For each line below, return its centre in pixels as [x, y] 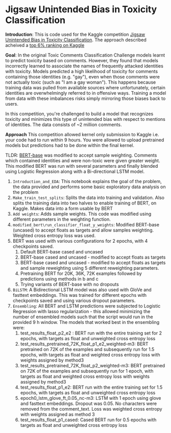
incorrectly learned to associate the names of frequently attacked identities [84, 66]
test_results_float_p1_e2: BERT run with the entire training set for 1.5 [91, 387]
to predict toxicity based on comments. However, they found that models [82, 60]
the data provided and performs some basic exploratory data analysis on [89, 187]
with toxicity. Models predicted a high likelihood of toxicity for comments [82, 71]
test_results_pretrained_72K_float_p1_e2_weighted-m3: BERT [84, 344]
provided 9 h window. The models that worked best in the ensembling [86, 322]
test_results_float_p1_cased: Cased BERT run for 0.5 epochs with [88, 420]
